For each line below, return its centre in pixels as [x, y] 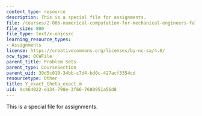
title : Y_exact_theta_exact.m [44, 84]
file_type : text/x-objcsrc [40, 34]
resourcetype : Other [32, 78]
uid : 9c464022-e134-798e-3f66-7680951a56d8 [62, 90]
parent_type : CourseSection [41, 67]
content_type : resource [36, 12]
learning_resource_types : [38, 39]
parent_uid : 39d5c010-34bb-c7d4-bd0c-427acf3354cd [71, 73]
